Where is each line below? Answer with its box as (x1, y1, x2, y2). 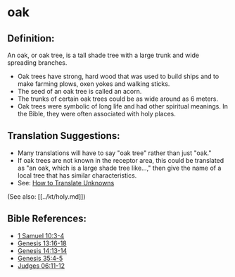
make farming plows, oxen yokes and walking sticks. (17, 80, 170, 88)
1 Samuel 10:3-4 (17, 231, 65, 240)
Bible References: (7, 213, 87, 225)
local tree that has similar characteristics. (17, 171, 137, 180)
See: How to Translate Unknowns (17, 178, 115, 187)
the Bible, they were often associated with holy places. (17, 110, 176, 118)
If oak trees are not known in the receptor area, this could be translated (17, 156, 224, 164)
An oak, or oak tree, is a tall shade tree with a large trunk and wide (7, 51, 199, 59)
